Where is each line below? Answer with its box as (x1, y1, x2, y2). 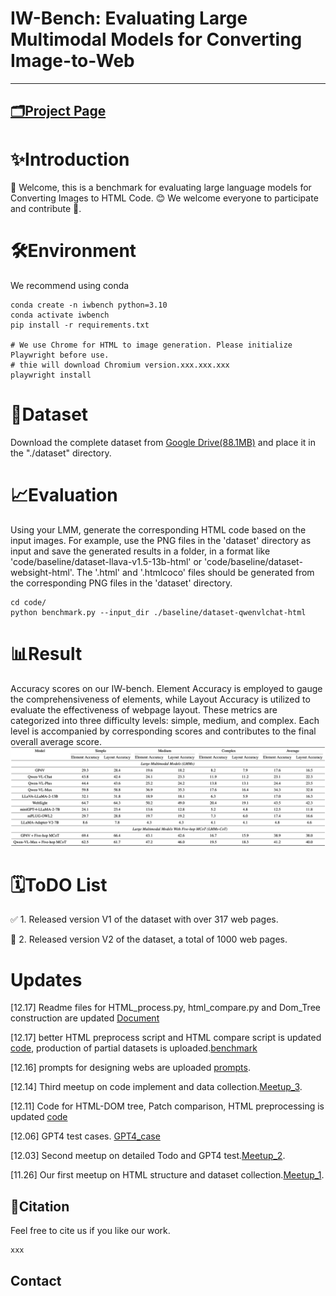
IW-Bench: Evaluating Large (10, 7, 248, 30)
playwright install (10, 370, 92, 381)
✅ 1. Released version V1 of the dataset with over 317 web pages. (10, 913, 279, 926)
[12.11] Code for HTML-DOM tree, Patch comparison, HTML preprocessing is (10, 1100, 325, 1112)
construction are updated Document (10, 1012, 160, 1024)
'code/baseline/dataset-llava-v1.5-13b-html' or (10, 556, 203, 568)
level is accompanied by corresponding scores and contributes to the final (10, 725, 317, 737)
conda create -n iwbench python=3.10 (10, 300, 168, 311)
